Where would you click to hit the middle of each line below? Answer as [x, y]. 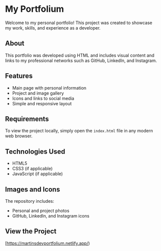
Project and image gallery [38, 93]
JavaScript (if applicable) [37, 174]
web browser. [19, 136]
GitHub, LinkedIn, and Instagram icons [51, 216]
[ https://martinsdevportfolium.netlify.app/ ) [47, 243]
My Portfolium [35, 9]
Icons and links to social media [43, 98]
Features [19, 76]
